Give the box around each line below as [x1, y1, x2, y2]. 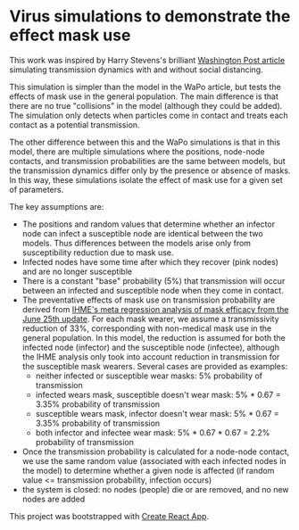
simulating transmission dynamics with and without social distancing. [9, 64, 263, 75]
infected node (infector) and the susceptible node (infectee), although [21, 342, 279, 352]
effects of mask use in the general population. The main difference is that [9, 91, 279, 102]
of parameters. [9, 184, 64, 195]
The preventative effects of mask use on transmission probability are [21, 294, 276, 305]
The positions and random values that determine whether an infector [21, 219, 275, 229]
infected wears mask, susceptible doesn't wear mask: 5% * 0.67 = [35, 389, 281, 400]
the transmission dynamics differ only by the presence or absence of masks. [9, 165, 291, 176]
